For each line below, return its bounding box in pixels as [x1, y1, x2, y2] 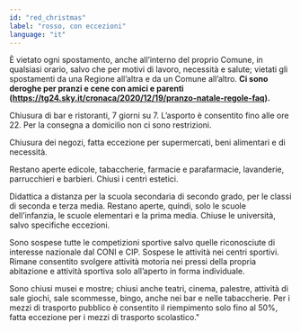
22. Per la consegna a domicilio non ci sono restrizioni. [9, 120, 213, 130]
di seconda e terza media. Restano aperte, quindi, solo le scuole [9, 201, 247, 211]
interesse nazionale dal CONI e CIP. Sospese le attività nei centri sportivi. [9, 246, 280, 257]
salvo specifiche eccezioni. [9, 219, 110, 230]
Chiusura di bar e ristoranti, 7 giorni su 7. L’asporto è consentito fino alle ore [9, 110, 289, 121]
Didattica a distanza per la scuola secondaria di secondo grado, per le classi [9, 191, 292, 202]
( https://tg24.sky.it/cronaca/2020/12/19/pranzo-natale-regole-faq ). [9, 93, 271, 103]
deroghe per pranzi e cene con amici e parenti [9, 83, 184, 94]
